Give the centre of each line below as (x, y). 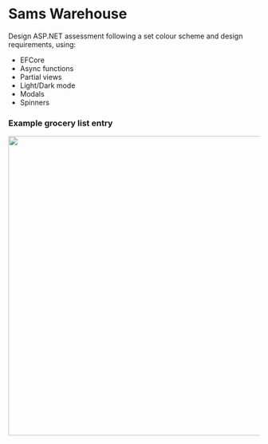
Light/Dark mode (47, 85)
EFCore (32, 60)
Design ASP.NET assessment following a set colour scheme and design (126, 36)
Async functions (47, 68)
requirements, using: (42, 44)
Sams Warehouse (68, 14)
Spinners (35, 102)
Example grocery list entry (61, 123)
